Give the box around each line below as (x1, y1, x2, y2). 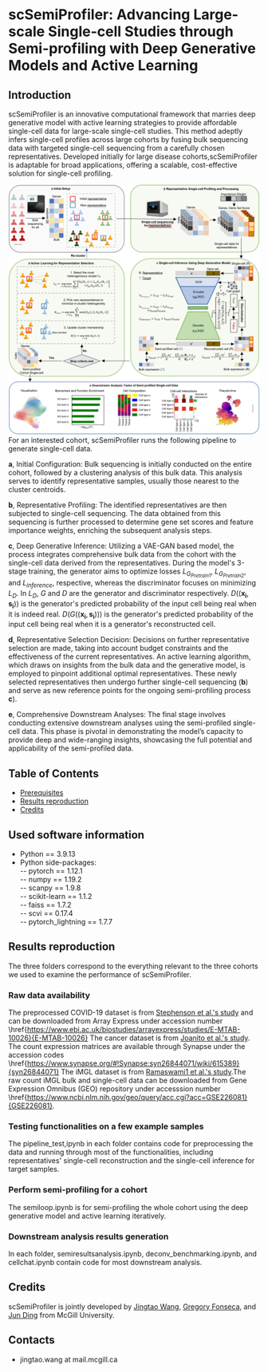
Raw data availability (8, 989, 90, 1000)
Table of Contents (8, 767, 100, 780)
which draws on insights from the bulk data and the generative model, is (8, 660, 246, 670)
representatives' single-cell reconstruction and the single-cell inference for (8, 1156, 255, 1165)
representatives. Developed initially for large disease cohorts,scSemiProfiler (8, 152, 258, 161)
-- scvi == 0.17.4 (19, 908, 73, 918)
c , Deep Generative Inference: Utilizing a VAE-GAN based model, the (8, 541, 235, 551)
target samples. (8, 1165, 60, 1174)
